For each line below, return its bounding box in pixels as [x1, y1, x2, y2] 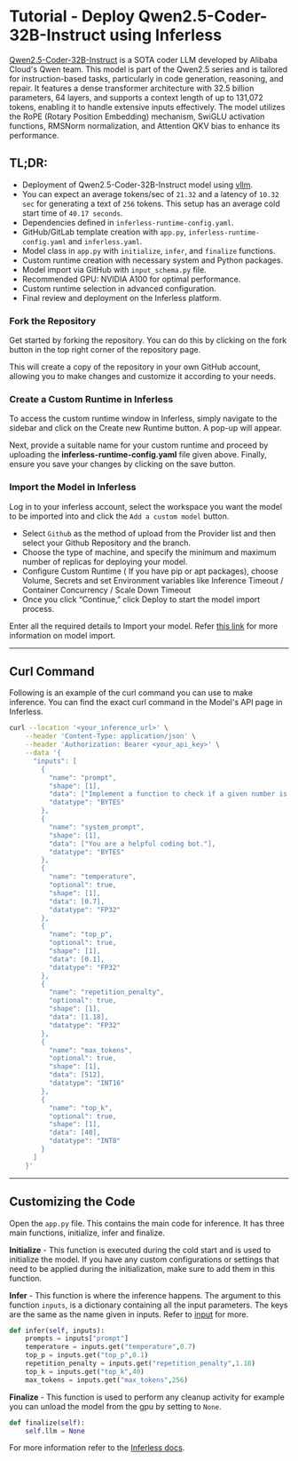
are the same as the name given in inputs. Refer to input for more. [9, 1308, 249, 1320]
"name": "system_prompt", [48, 822, 145, 831]
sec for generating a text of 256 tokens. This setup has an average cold [21, 198, 281, 209]
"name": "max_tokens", [48, 1045, 133, 1054]
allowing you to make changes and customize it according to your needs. [9, 371, 277, 382]
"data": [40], [48, 1128, 101, 1138]
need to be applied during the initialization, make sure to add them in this [9, 1263, 275, 1274]
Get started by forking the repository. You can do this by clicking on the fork [9, 335, 287, 345]
